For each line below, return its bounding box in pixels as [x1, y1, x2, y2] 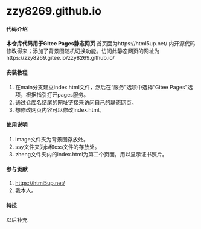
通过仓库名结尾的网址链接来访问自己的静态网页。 [14, 98, 137, 106]
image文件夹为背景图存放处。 [14, 135, 89, 143]
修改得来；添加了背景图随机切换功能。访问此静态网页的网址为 [6, 47, 160, 55]
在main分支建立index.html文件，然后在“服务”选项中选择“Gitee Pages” [14, 83, 188, 91]
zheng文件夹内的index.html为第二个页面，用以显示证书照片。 [14, 150, 168, 158]
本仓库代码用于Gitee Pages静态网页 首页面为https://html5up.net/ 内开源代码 [6, 40, 196, 47]
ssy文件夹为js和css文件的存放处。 [14, 143, 101, 150]
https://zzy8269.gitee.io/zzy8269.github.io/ [6, 54, 115, 62]
